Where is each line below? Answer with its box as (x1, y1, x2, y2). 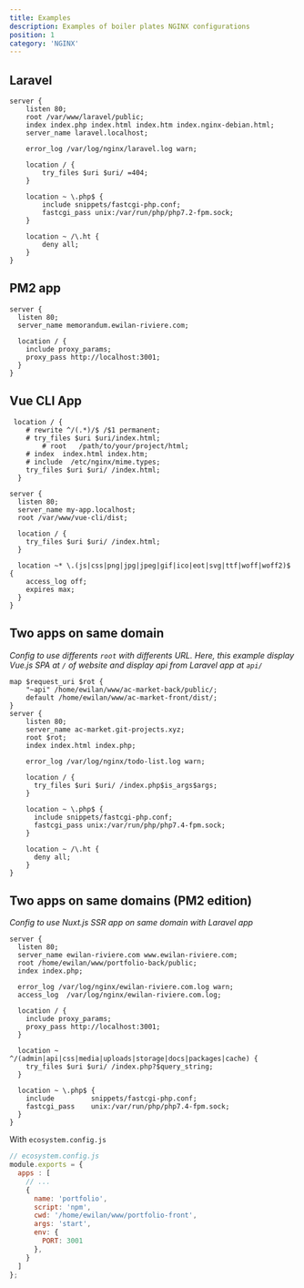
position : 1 (9, 30, 55, 39)
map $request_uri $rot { (9, 677, 104, 686)
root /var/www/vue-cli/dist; (17, 513, 128, 522)
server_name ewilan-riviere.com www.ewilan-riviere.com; (17, 951, 238, 960)
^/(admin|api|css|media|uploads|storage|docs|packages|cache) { (9, 1054, 258, 1064)
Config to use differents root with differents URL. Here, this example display (9, 649, 295, 660)
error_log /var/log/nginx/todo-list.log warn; (25, 757, 206, 766)
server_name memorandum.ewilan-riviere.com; (17, 321, 189, 330)
